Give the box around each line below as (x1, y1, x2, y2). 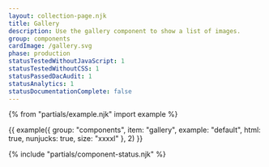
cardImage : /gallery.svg (8, 42, 92, 50)
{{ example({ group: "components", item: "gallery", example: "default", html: (8, 125, 261, 135)
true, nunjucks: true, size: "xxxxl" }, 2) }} (8, 134, 143, 143)
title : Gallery (8, 19, 60, 28)
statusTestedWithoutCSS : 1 (8, 65, 100, 73)
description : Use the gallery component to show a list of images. (8, 27, 241, 35)
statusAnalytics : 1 (8, 79, 75, 88)
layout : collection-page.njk (8, 11, 107, 20)
